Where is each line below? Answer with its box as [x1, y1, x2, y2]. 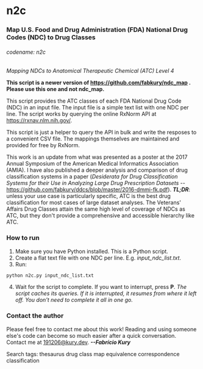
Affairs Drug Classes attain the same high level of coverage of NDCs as [6, 205, 186, 213]
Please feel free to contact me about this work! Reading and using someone [6, 325, 197, 333]
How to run [6, 233, 40, 242]
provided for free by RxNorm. [6, 142, 80, 149]
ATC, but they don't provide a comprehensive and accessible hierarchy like [6, 212, 195, 219]
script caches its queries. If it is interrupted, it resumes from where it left [15, 290, 197, 297]
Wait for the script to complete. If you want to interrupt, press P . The [15, 283, 187, 291]
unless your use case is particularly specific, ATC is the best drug [6, 192, 171, 200]
